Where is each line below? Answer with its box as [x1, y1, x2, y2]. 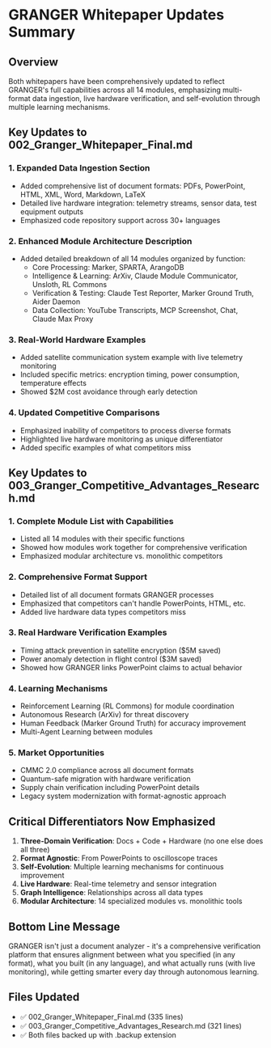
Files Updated [8, 991, 80, 1004]
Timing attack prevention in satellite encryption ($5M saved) [19, 645, 221, 655]
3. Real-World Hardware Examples [8, 334, 146, 345]
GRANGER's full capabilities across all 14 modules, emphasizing [8, 85, 221, 95]
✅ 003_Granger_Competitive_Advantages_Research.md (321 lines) [19, 1021, 243, 1030]
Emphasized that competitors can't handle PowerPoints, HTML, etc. [19, 598, 246, 608]
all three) [19, 845, 50, 855]
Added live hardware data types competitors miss [19, 606, 186, 616]
